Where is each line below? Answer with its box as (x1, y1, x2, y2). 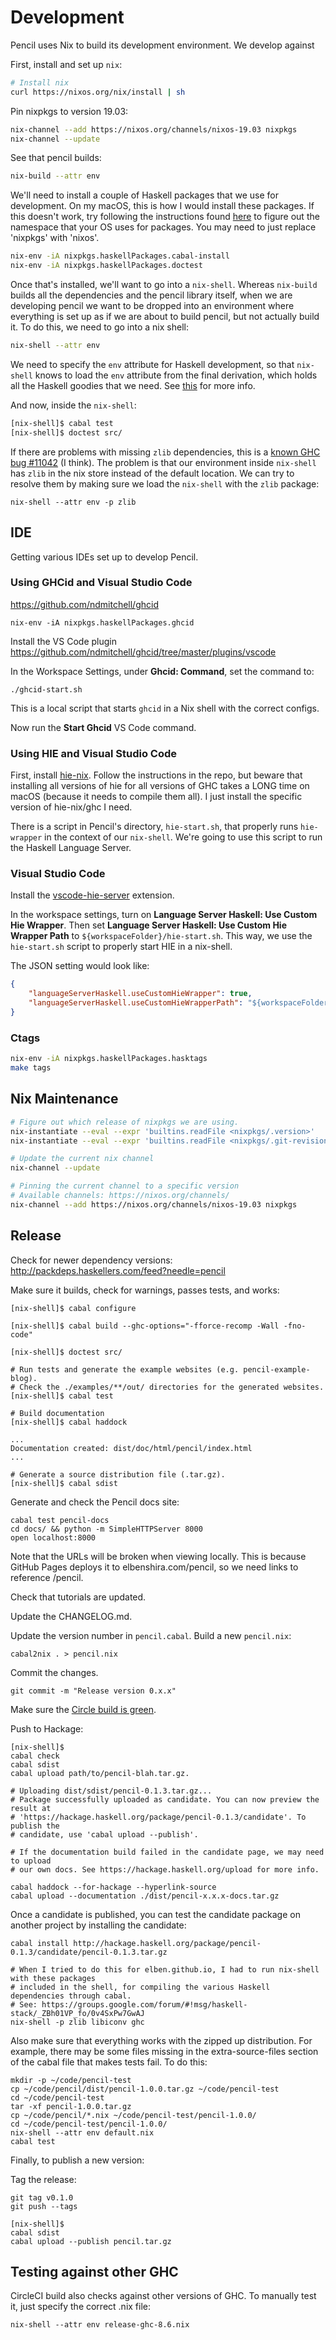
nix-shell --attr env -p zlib (10, 497, 137, 507)
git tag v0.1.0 (10, 2192, 74, 2203)
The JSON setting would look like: (10, 960, 150, 972)
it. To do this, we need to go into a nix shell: (10, 321, 189, 333)
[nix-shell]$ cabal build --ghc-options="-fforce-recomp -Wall (10, 1321, 280, 1331)
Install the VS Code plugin (10, 635, 117, 647)
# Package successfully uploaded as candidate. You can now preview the (10, 1794, 320, 1805)
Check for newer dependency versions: (10, 1254, 173, 1266)
